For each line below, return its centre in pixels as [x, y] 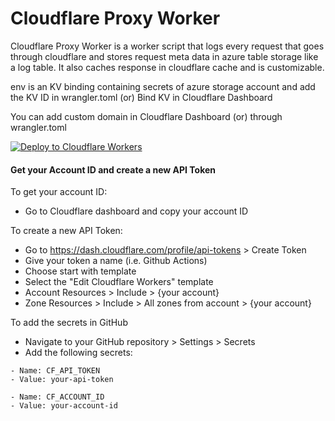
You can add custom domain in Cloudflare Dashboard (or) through [146, 116]
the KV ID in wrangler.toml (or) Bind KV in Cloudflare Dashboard [141, 97]
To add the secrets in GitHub [69, 323]
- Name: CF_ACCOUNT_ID [57, 397]
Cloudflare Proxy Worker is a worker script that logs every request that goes [167, 46]
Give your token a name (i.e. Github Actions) [116, 261]
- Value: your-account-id [64, 406]
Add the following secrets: [78, 353]
